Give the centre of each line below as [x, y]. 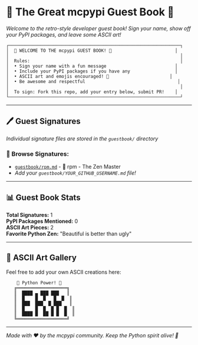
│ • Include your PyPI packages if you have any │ [92, 71]
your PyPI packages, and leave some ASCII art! [64, 34]
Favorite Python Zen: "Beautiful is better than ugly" [69, 234]
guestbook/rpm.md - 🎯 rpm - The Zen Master [67, 167]
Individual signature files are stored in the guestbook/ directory [82, 139]
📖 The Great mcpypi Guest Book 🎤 [90, 12]
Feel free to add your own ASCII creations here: [64, 272]
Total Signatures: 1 [29, 215]
